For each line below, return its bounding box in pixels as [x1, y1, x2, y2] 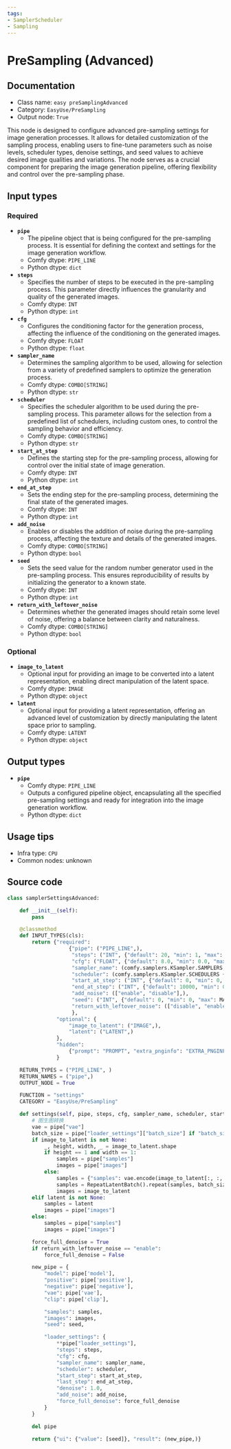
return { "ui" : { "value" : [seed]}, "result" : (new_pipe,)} [32, 1435, 201, 1442]
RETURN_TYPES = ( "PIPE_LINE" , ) [19, 1066, 112, 1073]
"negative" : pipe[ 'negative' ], [43, 1283, 134, 1290]
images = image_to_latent [56, 1188, 131, 1195]
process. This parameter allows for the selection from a [54, 410, 212, 418]
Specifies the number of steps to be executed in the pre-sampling [27, 278, 214, 286]
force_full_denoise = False [43, 1251, 125, 1259]
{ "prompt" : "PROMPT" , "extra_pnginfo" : [68, 1048, 184, 1055]
